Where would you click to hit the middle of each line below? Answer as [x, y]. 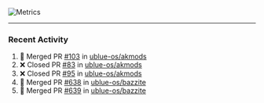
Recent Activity [38, 39]
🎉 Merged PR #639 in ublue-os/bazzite [83, 91]
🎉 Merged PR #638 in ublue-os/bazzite [83, 83]
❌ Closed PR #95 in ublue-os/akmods [81, 73]
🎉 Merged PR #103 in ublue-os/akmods [83, 57]
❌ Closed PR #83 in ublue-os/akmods [81, 65]
